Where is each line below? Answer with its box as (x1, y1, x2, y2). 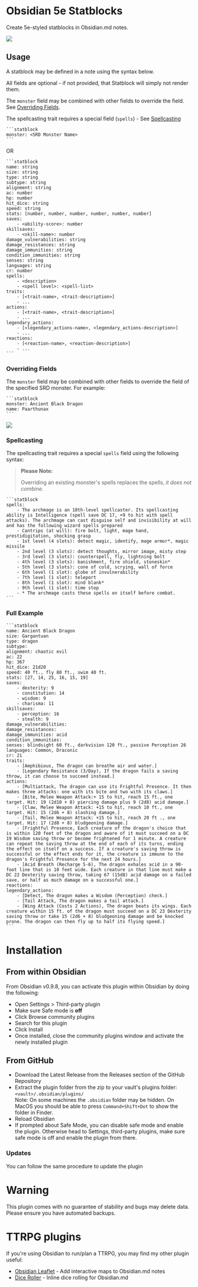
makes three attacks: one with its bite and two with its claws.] (6, 789, 173, 795)
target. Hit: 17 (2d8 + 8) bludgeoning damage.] (6, 820, 128, 826)
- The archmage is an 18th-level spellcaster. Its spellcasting (17, 507, 178, 513)
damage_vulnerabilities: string (6, 236, 86, 243)
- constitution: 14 (17, 690, 65, 696)
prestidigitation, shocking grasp (6, 533, 92, 539)
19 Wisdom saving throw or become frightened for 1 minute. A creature (6, 835, 186, 841)
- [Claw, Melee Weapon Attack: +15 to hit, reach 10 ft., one (17, 804, 173, 811)
